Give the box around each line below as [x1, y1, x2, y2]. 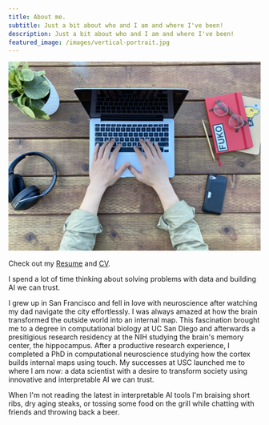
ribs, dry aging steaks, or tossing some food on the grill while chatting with [8, 399, 255, 408]
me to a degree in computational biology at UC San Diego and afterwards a [8, 324, 256, 334]
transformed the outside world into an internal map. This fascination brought [8, 315, 260, 325]
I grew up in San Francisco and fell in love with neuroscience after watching [8, 299, 258, 308]
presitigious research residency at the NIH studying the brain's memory [8, 332, 244, 342]
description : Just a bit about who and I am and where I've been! [8, 30, 235, 38]
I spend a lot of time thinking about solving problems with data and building [8, 275, 257, 284]
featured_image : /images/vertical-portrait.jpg [8, 38, 171, 46]
